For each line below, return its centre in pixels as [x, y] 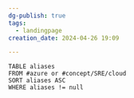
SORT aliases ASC [37, 80]
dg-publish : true [37, 16]
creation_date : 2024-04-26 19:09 [64, 38]
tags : [17, 23]
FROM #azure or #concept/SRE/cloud [67, 74]
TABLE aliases [32, 67]
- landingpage [39, 30]
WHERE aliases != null [46, 88]
